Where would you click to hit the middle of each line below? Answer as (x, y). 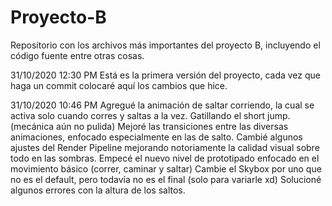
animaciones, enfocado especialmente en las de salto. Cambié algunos (156, 137)
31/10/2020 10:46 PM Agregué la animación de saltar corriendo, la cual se (162, 105)
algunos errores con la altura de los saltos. (98, 190)
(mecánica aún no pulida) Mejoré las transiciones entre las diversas (149, 126)
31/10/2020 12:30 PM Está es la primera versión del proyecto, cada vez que (166, 75)
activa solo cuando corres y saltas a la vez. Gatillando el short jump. (150, 115)
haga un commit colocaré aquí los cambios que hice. (119, 85)
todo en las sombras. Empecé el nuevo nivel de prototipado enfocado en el (165, 158)
